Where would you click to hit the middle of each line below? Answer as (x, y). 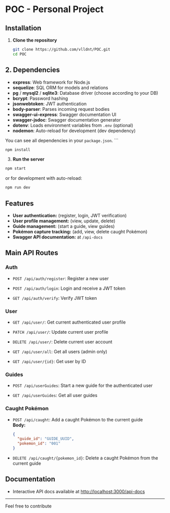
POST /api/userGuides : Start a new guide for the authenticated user (82, 385)
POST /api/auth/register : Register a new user (61, 278)
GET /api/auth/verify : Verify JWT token (55, 298)
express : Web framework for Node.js (51, 82)
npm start (16, 169)
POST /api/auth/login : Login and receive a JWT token (69, 288)
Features (19, 203)
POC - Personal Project (54, 9)
